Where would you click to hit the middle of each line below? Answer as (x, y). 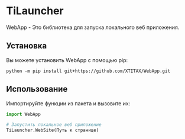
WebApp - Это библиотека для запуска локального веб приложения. (93, 27)
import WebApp (24, 114)
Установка (27, 46)
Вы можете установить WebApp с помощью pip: (67, 60)
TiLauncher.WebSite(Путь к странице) (53, 130)
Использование (37, 89)
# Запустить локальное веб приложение (54, 125)
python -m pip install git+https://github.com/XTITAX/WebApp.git (88, 71)
